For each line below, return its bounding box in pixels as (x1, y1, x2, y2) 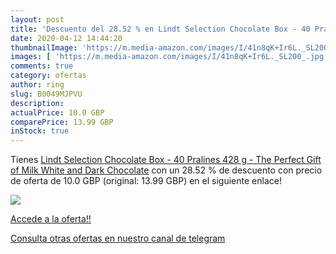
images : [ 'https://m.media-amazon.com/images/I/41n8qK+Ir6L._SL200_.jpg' (10, 52, 329, 62)
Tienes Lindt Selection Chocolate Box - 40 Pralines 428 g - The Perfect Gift (10, 154, 322, 166)
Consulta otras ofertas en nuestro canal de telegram (10, 232, 226, 245)
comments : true (10, 61, 74, 71)
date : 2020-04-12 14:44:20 (10, 33, 123, 43)
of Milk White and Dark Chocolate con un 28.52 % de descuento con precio (10, 164, 323, 176)
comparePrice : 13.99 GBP (10, 117, 114, 127)
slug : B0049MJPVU (10, 89, 83, 99)
